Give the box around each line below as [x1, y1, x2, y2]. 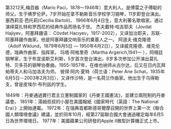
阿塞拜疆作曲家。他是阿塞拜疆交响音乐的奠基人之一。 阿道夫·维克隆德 [5, 36, 151, 42]
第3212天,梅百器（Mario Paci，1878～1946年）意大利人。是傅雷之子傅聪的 [5, 5, 162, 10]
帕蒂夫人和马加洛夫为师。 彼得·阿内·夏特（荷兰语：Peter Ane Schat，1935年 [5, 69, 165, 74]
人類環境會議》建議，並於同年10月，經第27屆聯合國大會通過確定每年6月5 [9, 112, 164, 117]
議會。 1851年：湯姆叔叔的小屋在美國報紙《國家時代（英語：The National [5, 99, 159, 104]
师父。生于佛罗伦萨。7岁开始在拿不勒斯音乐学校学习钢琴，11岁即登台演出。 [5, 11, 164, 17]
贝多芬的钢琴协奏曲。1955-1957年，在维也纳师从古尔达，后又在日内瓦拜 [14, 62, 166, 68]
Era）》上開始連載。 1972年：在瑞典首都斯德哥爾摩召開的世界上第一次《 [5, 105, 156, 111]
